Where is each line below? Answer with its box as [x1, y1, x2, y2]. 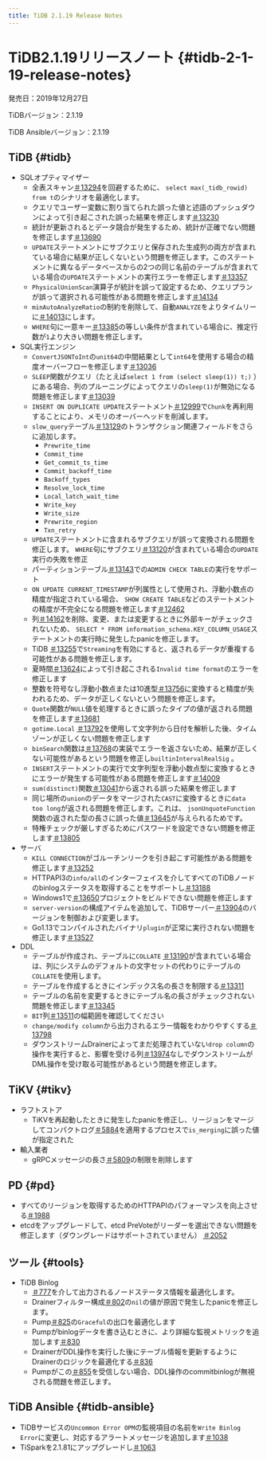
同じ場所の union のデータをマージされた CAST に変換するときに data [31, 793, 246, 803]
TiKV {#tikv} [8, 1082, 73, 1096]
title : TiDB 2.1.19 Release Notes [8, 11, 124, 20]
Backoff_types [43, 476, 91, 484]
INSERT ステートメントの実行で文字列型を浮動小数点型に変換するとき [31, 764, 257, 773]
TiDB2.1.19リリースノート [8, 49, 175, 66]
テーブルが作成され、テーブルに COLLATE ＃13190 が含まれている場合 [31, 951, 252, 961]
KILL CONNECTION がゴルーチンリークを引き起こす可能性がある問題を [31, 853, 253, 863]
